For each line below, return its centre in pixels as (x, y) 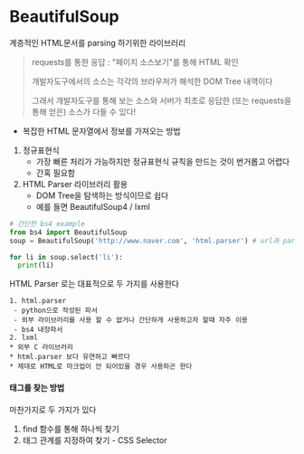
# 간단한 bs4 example (47, 223)
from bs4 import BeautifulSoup (68, 232)
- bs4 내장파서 (38, 330)
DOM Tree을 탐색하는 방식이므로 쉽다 (102, 195)
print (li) (36, 265)
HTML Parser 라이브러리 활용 (75, 184)
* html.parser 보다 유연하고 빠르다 (70, 357)
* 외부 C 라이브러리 (42, 347)
